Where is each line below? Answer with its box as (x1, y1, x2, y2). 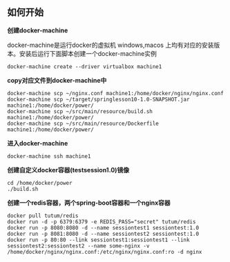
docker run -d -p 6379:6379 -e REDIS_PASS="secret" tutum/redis (7, 218, 196, 225)
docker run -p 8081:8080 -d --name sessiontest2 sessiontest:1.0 (7, 230, 199, 237)
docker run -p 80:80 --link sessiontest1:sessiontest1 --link (7, 236, 190, 243)
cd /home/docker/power (7, 179, 73, 186)
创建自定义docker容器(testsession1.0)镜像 (7, 165, 130, 174)
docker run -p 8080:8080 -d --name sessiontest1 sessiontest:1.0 (7, 224, 199, 231)
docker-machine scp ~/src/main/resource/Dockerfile (7, 120, 159, 127)
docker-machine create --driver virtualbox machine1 (7, 63, 162, 70)
